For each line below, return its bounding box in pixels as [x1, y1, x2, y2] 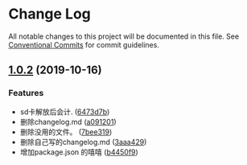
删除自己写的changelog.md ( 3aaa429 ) [19, 137, 147, 146]
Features [8, 88, 44, 99]
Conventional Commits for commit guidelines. [8, 39, 159, 49]
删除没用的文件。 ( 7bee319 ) [19, 126, 113, 137]
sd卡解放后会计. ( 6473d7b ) [19, 106, 110, 117]
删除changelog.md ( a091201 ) [19, 117, 117, 126]
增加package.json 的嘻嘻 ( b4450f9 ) [19, 146, 138, 157]
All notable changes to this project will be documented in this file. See [8, 31, 240, 41]
